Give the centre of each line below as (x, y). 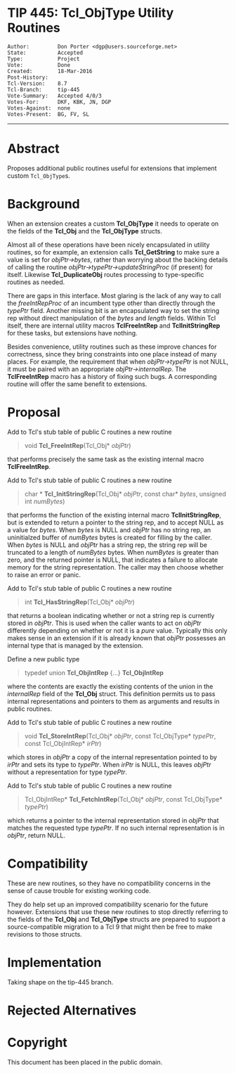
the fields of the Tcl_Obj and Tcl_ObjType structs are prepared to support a (117, 919)
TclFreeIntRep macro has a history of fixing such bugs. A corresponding (112, 376)
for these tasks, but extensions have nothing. (73, 333)
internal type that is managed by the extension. (76, 645)
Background (44, 204)
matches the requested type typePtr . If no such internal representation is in (116, 828)
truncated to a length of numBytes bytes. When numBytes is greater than (113, 552)
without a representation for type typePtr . (67, 772)
